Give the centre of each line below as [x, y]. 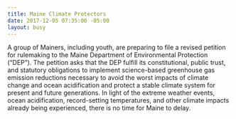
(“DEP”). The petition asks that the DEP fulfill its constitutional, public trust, [117, 63]
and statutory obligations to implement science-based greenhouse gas [111, 70]
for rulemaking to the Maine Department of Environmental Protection [108, 55]
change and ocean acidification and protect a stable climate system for [111, 86]
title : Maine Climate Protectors [57, 14]
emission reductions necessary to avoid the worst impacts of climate [108, 78]
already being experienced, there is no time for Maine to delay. [99, 108]
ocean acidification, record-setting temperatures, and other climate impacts [118, 100]
